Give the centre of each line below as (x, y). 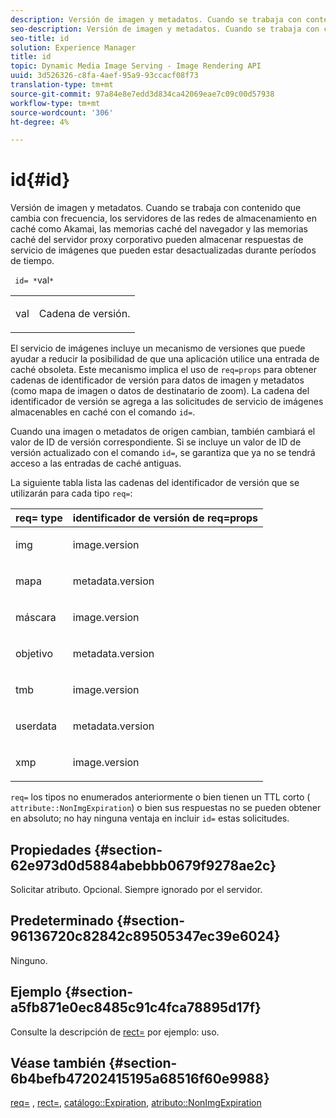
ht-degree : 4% (40, 122)
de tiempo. (32, 261)
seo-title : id (40, 38)
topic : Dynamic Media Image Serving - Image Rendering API (136, 66)
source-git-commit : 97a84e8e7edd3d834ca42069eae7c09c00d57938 (142, 94)
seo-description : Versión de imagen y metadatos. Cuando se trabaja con (165, 29)
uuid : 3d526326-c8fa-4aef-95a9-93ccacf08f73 (104, 76)
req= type (39, 518)
